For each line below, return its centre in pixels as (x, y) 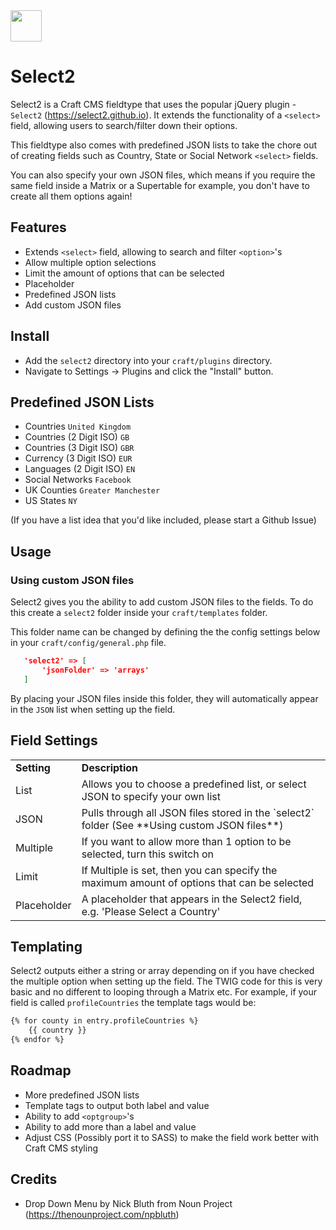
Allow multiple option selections (90, 262)
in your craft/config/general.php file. (88, 643)
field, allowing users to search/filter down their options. (124, 125)
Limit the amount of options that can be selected (124, 273)
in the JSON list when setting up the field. (93, 709)
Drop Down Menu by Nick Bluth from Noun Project (128, 1203)
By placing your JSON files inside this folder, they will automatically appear (164, 698)
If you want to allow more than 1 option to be (186, 841)
